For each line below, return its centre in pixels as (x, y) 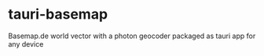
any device (26, 44)
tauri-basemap (58, 14)
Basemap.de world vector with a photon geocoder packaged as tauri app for (132, 36)
